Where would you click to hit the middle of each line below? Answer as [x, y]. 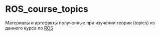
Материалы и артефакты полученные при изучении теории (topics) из [80, 23]
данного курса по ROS [29, 28]
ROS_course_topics [47, 9]
